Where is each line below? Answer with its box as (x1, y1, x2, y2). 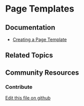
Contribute (5, 83, 33, 90)
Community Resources (5, 68, 79, 77)
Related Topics (5, 51, 53, 60)
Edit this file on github (5, 95, 51, 101)
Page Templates (5, 3, 74, 15)
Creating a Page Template (12, 36, 67, 42)
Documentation (5, 23, 56, 32)
